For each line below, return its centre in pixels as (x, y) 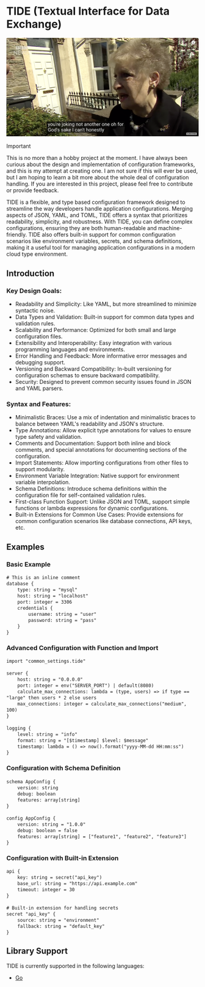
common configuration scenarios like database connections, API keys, (103, 521)
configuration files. (39, 336)
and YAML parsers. (39, 388)
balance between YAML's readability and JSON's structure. (90, 424)
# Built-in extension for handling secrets (63, 908)
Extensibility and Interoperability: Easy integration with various (93, 343)
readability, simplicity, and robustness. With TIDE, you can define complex (99, 222)
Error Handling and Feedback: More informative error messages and (101, 356)
